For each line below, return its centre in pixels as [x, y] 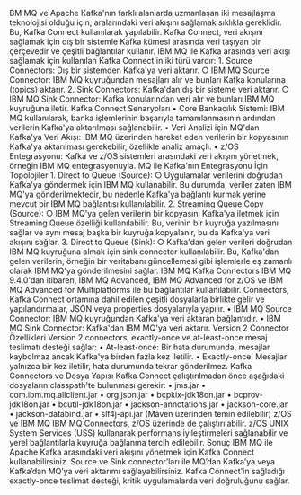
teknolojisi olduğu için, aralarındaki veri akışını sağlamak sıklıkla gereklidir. [146, 22]
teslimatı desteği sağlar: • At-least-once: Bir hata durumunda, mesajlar [140, 347]
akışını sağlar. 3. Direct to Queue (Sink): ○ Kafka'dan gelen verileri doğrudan [151, 242]
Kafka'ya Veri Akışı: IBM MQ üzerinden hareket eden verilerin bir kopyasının [149, 137]
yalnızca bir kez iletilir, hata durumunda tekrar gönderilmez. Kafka [131, 366]
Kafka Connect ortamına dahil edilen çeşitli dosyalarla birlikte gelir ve [137, 299]
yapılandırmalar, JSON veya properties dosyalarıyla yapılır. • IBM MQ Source [150, 309]
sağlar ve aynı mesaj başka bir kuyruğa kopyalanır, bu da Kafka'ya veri [140, 232]
